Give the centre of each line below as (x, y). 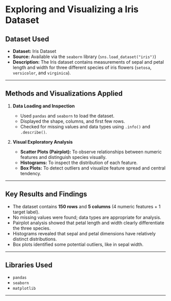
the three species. (32, 228)
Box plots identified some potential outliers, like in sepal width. (78, 244)
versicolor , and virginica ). (42, 73)
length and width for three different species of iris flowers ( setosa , (82, 67)
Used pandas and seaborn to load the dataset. (67, 116)
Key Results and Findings (46, 194)
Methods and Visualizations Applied (64, 93)
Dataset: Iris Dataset (34, 51)
